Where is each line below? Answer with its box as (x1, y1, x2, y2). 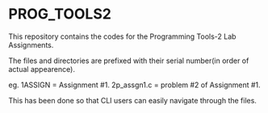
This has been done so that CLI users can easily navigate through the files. (8, 95, 257, 105)
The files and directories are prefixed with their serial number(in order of (8, 56, 249, 65)
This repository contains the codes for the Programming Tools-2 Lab (8, 31, 237, 41)
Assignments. (8, 40, 54, 49)
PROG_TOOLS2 (8, 5, 111, 23)
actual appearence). (8, 64, 75, 73)
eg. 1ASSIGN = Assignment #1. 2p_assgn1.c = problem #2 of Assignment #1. (8, 80, 261, 90)
